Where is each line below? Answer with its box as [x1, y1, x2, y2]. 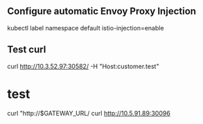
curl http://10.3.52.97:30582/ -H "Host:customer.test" [7, 62, 159, 70]
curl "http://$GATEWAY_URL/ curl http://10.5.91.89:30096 [7, 109, 171, 117]
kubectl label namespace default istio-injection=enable [7, 23, 164, 32]
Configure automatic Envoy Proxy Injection [7, 6, 196, 17]
